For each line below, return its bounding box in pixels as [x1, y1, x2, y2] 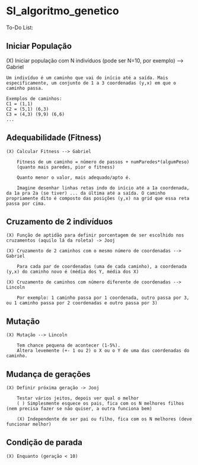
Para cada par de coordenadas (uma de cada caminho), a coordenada [17, 264, 187, 270]
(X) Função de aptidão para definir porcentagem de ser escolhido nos [6, 232, 184, 239]
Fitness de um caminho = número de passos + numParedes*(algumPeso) [17, 159, 190, 165]
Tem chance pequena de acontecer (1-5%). [17, 342, 120, 349]
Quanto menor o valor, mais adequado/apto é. [17, 174, 132, 180]
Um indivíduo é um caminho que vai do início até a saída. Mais [6, 74, 168, 81]
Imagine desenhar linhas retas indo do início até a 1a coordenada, [17, 185, 190, 191]
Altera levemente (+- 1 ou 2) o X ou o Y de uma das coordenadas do [17, 348, 190, 354]
